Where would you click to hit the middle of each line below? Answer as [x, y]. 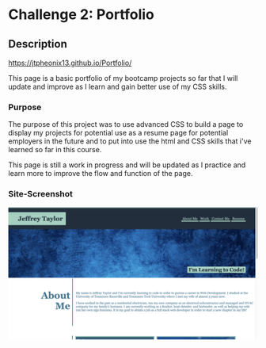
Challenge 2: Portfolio [81, 15]
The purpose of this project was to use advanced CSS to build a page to [126, 124]
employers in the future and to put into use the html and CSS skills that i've [130, 141]
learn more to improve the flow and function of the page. [101, 174]
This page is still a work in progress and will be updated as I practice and [127, 165]
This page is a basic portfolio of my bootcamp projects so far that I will [123, 78]
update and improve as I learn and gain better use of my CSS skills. [118, 86]
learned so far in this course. [55, 150]
